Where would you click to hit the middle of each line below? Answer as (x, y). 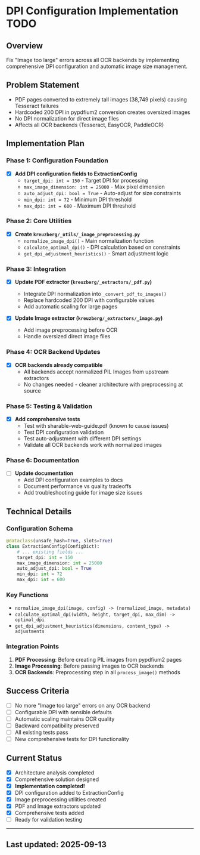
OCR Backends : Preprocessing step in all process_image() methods (97, 672)
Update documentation (44, 473)
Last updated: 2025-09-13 (57, 845)
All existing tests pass (41, 732)
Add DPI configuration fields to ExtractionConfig (76, 174)
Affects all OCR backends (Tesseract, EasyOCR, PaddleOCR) (89, 125)
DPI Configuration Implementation (92, 11)
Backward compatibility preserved (57, 726)
